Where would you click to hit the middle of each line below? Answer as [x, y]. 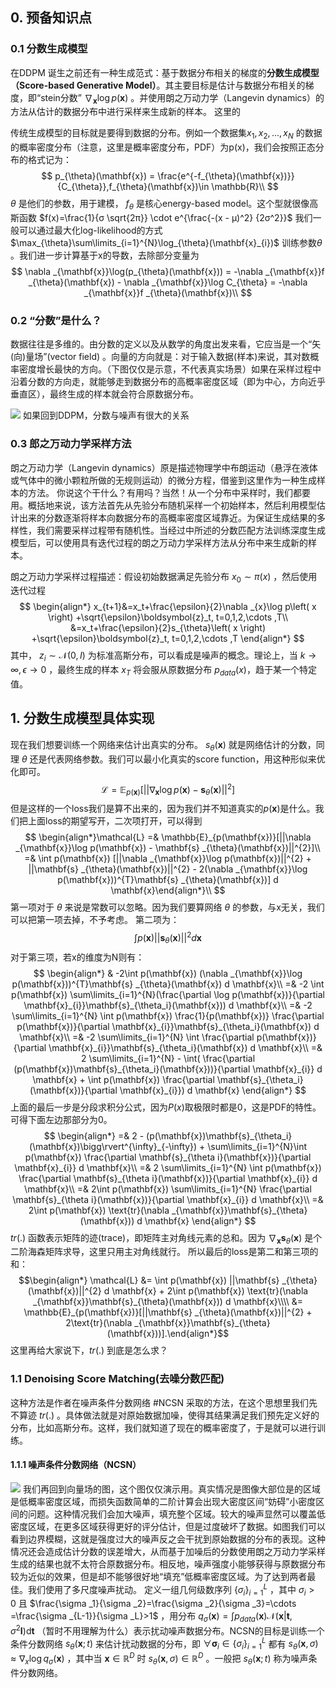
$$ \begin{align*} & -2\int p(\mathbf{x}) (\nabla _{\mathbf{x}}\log [168, 973]
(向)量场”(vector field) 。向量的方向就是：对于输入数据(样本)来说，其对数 [160, 357]
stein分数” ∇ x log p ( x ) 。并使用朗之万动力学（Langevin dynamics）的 [182, 98]
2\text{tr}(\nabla [99, 1323]
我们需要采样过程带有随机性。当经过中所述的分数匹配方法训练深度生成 [181, 530]
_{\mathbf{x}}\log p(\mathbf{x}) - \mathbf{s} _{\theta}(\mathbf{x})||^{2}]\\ [168, 848]
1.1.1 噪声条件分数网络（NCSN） [76, 1465]
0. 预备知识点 [51, 18]
